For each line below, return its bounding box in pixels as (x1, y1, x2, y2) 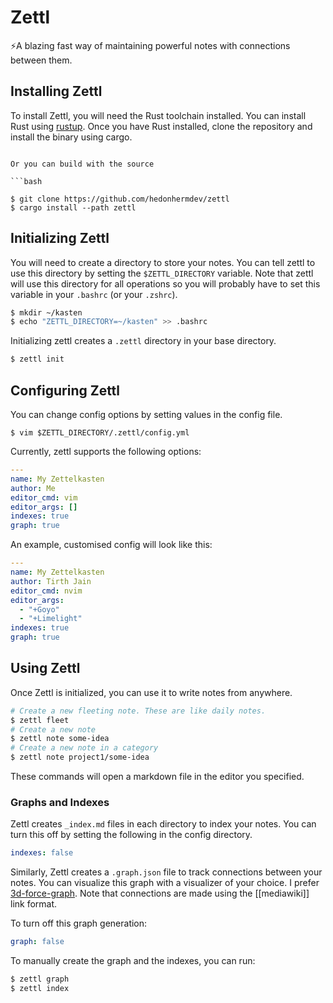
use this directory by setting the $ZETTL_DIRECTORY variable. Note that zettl (10, 267, 314, 279)
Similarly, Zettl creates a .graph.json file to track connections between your (10, 866, 323, 878)
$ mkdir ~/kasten (10, 307, 83, 318)
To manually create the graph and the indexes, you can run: (10, 955, 256, 967)
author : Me (10, 483, 56, 493)
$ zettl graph (10, 974, 70, 985)
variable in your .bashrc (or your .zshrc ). (10, 288, 178, 300)
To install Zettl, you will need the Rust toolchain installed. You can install (10, 109, 307, 121)
